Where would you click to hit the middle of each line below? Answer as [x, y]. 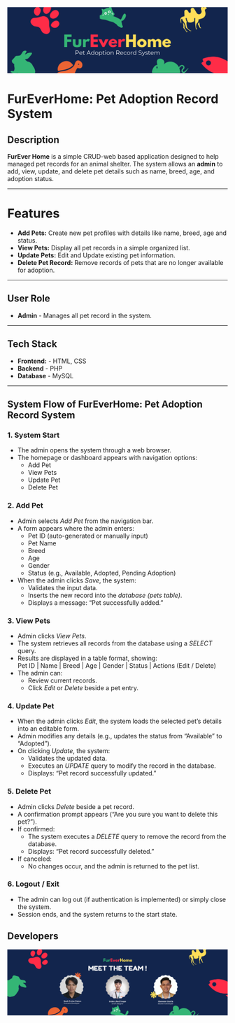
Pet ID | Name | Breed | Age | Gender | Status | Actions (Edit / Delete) [117, 665]
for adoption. [36, 270]
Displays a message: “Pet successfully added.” [95, 602]
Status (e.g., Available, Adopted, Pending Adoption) [102, 573]
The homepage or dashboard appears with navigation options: [107, 458]
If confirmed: [36, 829]
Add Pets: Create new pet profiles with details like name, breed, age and [122, 233]
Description [33, 139]
